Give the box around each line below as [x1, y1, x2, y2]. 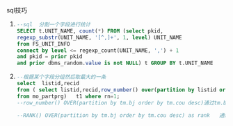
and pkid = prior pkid [16, 53, 83, 60]
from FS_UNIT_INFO [16, 40, 70, 47]
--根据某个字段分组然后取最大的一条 [16, 73, 106, 81]
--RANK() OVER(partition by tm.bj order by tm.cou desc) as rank [16, 111, 210, 119]
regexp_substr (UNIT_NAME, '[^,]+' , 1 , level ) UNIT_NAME [16, 34, 182, 41]
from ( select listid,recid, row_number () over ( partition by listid [16, 86, 217, 93]
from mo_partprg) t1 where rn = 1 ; [16, 93, 120, 100]
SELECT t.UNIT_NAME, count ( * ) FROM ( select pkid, [16, 27, 164, 35]
